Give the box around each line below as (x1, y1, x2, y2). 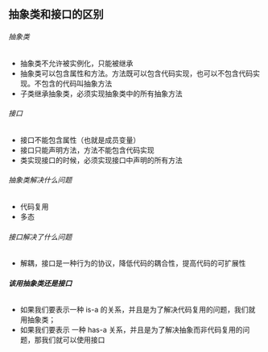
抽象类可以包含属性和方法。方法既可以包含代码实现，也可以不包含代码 (19, 68, 254, 78)
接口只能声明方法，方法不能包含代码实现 (19, 145, 155, 155)
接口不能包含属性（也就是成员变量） (19, 135, 141, 145)
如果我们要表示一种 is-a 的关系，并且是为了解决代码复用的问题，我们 (19, 305, 249, 315)
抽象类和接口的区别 (8, 7, 104, 22)
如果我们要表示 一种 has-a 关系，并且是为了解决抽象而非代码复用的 (19, 325, 243, 335)
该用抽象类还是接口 (8, 278, 72, 288)
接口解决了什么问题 (8, 232, 72, 241)
